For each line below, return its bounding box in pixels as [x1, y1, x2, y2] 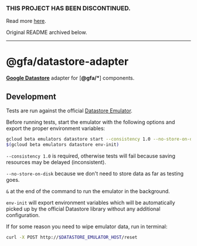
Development [6, 91, 57, 101]
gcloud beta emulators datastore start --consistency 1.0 [6, 137, 151, 142]
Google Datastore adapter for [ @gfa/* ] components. [6, 75, 135, 82]
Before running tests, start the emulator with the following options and [6, 119, 175, 126]
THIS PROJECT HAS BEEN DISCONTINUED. [6, 4, 131, 12]
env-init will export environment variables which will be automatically [6, 199, 175, 206]
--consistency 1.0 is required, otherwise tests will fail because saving [6, 152, 176, 159]
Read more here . [6, 18, 46, 25]
